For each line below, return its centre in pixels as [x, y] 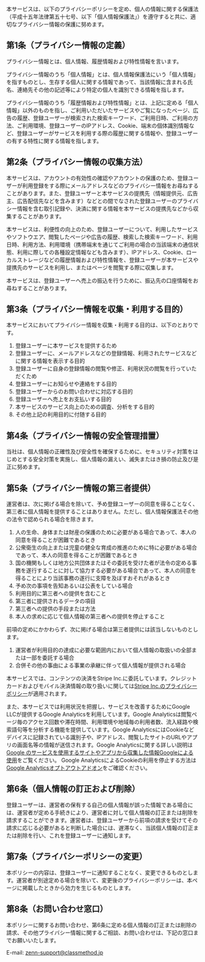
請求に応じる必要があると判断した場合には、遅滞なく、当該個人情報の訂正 [100, 827]
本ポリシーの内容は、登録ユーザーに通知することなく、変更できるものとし [100, 872]
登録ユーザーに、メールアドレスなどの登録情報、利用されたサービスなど [106, 353]
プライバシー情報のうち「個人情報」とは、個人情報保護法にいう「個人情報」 [103, 74]
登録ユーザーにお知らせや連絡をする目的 [66, 384]
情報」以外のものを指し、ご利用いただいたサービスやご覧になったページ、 [100, 110]
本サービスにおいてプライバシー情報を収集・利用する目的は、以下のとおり [100, 325]
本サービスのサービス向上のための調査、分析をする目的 [85, 407]
